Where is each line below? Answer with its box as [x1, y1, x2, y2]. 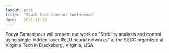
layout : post [5, 7, 33, 13]
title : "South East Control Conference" [5, 12, 95, 17]
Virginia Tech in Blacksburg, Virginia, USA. [5, 42, 95, 48]
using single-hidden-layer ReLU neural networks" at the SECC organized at [5, 37, 164, 43]
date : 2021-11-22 [5, 17, 47, 22]
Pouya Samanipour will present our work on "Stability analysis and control [5, 31, 161, 38]
